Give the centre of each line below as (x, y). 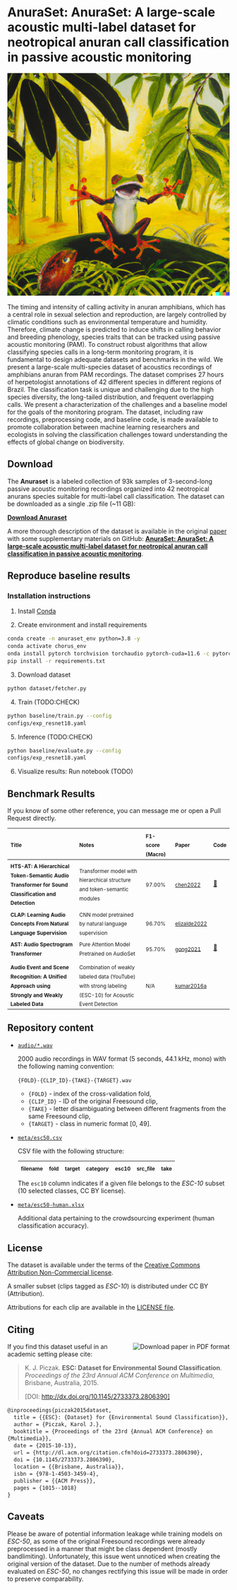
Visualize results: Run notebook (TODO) (75, 771)
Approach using (30, 986)
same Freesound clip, (59, 1116)
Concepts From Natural (39, 924)
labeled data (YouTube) (108, 977)
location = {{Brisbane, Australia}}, (69, 1466)
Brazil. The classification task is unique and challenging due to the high (110, 389)
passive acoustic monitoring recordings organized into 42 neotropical (108, 489)
